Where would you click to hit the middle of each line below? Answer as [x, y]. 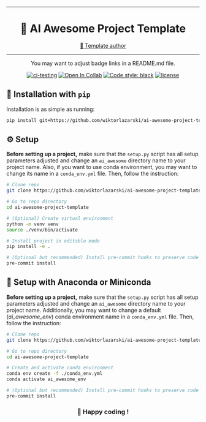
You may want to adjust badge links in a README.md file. [103, 63]
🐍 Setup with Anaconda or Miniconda [79, 282]
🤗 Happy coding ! [103, 412]
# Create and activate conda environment [60, 368]
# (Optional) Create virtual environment [60, 218]
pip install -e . [29, 247]
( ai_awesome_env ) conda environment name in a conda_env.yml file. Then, [100, 317]
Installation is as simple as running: [51, 109]
